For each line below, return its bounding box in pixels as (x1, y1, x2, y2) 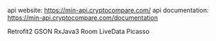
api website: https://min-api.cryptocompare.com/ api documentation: (7, 6, 209, 14)
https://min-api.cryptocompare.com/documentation (7, 13, 158, 22)
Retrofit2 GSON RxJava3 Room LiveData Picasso (7, 28, 150, 35)
